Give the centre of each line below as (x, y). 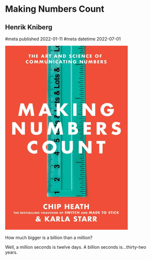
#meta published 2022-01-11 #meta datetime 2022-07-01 (63, 39)
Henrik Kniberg (29, 27)
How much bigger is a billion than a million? (49, 237)
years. (12, 252)
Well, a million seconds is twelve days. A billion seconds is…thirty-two (75, 247)
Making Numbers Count (55, 9)
